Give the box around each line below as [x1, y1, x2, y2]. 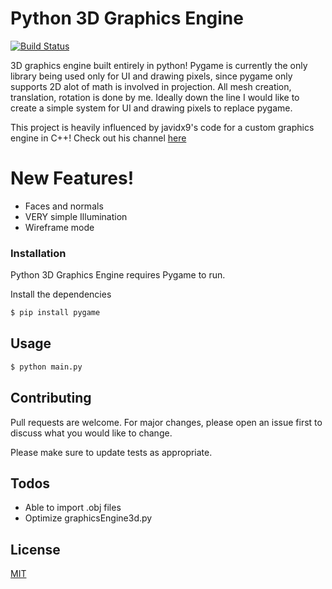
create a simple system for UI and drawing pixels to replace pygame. [10, 102, 293, 114]
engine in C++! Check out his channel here [10, 132, 187, 144]
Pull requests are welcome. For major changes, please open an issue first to [10, 416, 323, 428]
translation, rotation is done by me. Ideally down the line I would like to [10, 91, 300, 103]
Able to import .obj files [24, 502, 122, 514]
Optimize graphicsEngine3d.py [24, 512, 153, 524]
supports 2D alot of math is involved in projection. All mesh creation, [10, 80, 292, 92]
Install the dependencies [10, 288, 112, 301]
